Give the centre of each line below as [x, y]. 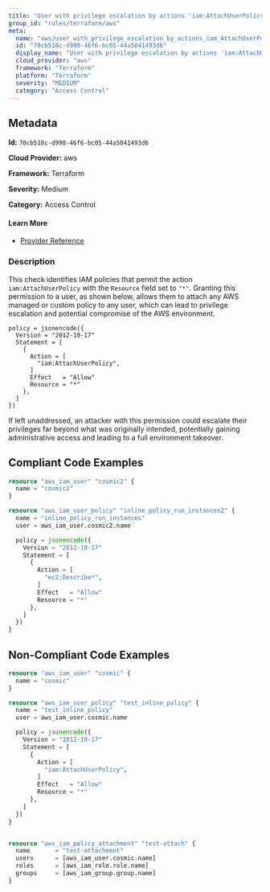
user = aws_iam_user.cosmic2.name [73, 526]
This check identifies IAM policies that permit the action [100, 279]
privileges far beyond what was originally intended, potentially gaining [124, 429]
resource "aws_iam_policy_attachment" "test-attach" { [102, 843]
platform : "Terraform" [53, 76]
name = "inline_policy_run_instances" [81, 518]
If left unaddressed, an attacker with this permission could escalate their [128, 420]
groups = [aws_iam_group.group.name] [86, 874]
